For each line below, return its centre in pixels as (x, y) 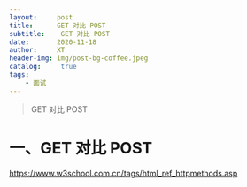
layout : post (41, 17)
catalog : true (43, 67)
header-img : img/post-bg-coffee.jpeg (79, 58)
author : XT (37, 50)
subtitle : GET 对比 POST (60, 34)
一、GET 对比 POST (81, 148)
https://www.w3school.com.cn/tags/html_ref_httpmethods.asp (123, 173)
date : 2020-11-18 (53, 42)
